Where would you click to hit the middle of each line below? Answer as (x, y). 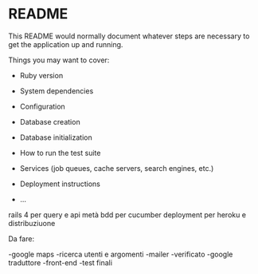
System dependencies (57, 91)
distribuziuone (32, 223)
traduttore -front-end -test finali (61, 262)
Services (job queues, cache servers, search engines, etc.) (117, 168)
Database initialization (56, 137)
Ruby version (41, 75)
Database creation (50, 121)
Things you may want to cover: (59, 60)
